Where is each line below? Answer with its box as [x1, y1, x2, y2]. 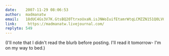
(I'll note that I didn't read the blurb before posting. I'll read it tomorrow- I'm [5, 39, 161, 45]
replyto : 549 [5, 26, 33, 31]
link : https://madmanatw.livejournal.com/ [5, 21, 105, 26]
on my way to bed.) [5, 45, 45, 51]
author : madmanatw [5, 12, 46, 17]
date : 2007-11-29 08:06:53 [5, 7, 69, 12]
